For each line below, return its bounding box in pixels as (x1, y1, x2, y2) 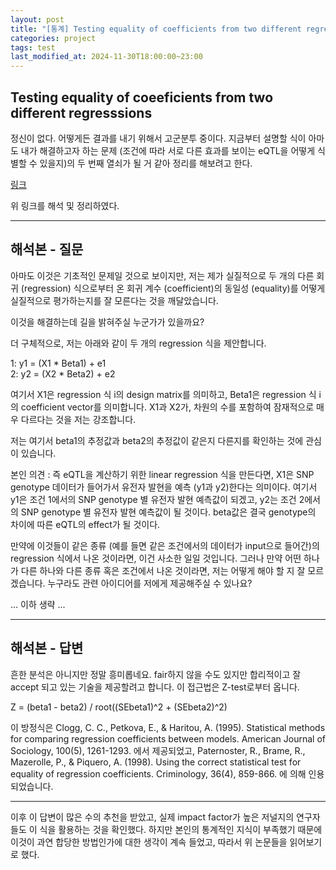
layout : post (10, 14, 65, 25)
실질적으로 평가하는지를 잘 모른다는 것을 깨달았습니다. (10, 294, 219, 306)
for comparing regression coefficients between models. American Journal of (10, 732, 326, 745)
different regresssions (10, 104, 153, 121)
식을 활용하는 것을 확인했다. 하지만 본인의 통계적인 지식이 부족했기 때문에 (39, 823, 323, 835)
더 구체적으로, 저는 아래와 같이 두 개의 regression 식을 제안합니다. (10, 337, 267, 349)
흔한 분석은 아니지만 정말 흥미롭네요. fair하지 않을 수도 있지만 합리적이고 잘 (10, 668, 302, 680)
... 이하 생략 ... (10, 598, 66, 610)
